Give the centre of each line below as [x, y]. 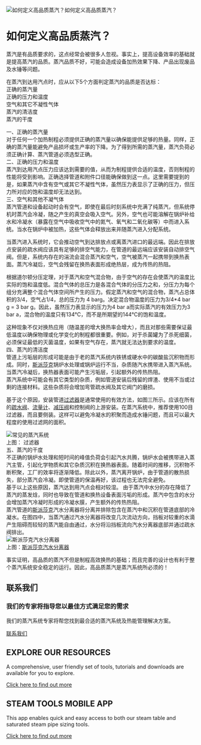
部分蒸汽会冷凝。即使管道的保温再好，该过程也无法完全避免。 [92, 479]
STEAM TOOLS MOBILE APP [60, 703]
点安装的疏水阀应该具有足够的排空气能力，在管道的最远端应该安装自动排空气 [100, 249]
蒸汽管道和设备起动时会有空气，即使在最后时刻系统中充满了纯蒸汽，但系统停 [100, 206]
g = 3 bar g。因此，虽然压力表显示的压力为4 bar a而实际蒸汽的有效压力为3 [98, 307]
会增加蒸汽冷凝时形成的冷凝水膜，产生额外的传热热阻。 [74, 502]
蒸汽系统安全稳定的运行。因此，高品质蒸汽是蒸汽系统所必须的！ [90, 567]
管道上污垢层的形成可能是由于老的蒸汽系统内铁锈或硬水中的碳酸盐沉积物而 [98, 357]
